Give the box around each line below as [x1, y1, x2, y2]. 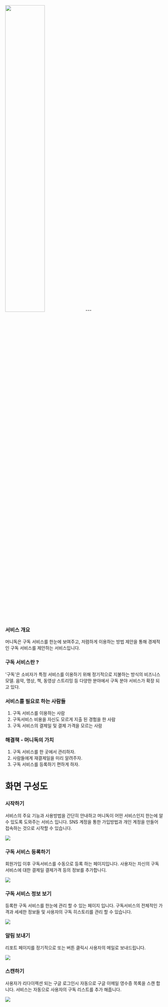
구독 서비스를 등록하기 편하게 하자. [12, 761, 80, 767]
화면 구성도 [5, 781, 48, 792]
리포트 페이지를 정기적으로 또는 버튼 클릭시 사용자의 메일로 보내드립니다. [5, 945, 146, 951]
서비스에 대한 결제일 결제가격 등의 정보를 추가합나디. [5, 867, 107, 873]
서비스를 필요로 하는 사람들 [5, 698, 66, 705]
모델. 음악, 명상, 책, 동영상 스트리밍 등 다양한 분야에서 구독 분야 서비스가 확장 [5, 677, 154, 683]
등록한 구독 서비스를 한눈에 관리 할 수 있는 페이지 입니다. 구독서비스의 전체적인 [5, 903, 158, 909]
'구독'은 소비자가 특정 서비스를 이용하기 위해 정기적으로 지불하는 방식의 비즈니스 [5, 671, 160, 677]
